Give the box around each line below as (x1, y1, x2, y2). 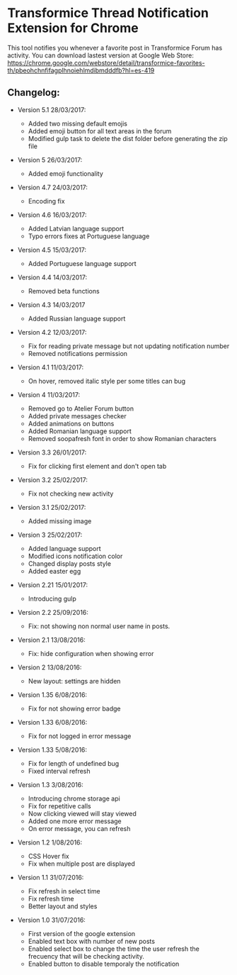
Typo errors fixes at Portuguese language (28, 232, 150, 240)
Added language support (28, 544, 101, 552)
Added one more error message (28, 817, 122, 825)
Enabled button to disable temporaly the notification (28, 959, 180, 968)
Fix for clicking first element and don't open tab (28, 462, 167, 470)
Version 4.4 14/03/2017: (17, 273, 88, 282)
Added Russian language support (28, 314, 126, 323)
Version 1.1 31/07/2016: (17, 873, 84, 881)
